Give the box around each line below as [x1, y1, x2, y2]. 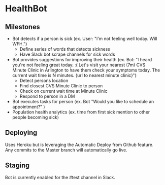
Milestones [5, 23, 40, 31]
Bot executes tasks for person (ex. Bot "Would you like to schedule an [12, 99, 154, 104]
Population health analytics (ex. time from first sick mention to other [12, 109, 150, 115]
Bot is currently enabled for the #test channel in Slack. [5, 174, 116, 180]
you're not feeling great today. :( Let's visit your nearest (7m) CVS [12, 62, 146, 68]
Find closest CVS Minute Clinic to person [19, 83, 103, 89]
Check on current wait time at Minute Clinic [19, 88, 107, 94]
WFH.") [12, 41, 27, 47]
